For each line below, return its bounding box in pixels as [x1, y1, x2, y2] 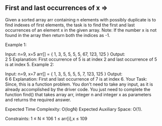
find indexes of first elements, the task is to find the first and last [5, 22, 135, 28]
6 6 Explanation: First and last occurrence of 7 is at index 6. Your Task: [5, 76, 147, 82]
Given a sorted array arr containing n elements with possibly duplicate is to [5, 17, 156, 22]
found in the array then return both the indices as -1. [5, 32, 111, 38]
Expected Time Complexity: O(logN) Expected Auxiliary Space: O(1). [5, 106, 143, 112]
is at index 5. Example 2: [5, 61, 54, 67]
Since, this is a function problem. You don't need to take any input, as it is [5, 81, 153, 87]
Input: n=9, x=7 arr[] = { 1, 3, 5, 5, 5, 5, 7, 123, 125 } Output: [5, 71, 123, 77]
